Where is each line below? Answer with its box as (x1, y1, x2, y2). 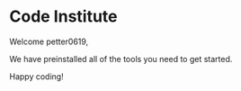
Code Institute (9, 6, 119, 27)
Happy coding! (9, 70, 65, 82)
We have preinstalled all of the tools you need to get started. (9, 53, 233, 64)
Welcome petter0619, (9, 36, 89, 47)
